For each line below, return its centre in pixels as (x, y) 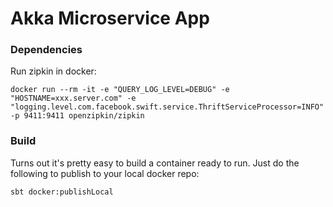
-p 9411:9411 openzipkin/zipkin (77, 116)
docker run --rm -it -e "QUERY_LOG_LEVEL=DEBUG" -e (120, 90)
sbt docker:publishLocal (62, 192)
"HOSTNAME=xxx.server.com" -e (73, 98)
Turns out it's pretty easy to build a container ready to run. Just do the (155, 163)
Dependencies (46, 50)
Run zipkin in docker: (53, 71)
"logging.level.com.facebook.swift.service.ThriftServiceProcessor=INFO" (167, 107)
